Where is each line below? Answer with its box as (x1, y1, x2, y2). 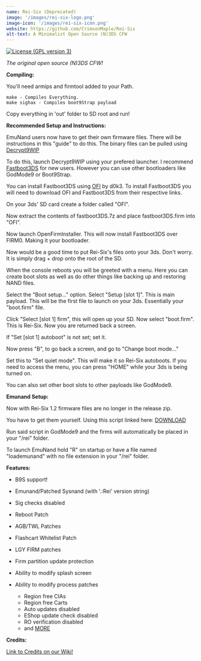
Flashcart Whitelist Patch (14, 534, 77, 542)
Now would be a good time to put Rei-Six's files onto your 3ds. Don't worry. (6, 248, 193, 256)
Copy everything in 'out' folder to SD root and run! (6, 110, 130, 117)
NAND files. (6, 280, 35, 287)
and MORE (23, 625, 51, 632)
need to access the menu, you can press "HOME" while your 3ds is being (6, 363, 188, 371)
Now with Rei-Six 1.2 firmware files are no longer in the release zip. (6, 405, 172, 412)
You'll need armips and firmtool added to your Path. (6, 83, 134, 90)
